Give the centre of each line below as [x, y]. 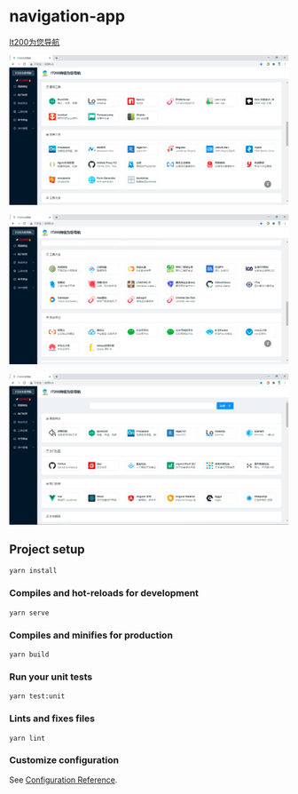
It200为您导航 [35, 42]
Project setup [47, 549]
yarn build [29, 655]
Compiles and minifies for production [91, 635]
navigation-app [67, 16]
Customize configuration [64, 760]
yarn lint [27, 738]
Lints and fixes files [52, 719]
